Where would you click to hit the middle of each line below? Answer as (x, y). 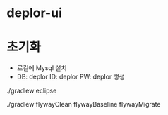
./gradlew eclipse (32, 91)
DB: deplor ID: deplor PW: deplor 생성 (71, 77)
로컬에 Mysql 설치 (42, 68)
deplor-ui (35, 13)
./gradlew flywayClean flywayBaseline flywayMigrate (84, 104)
